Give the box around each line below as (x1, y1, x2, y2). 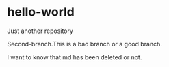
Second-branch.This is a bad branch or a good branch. (7, 40, 163, 48)
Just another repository (7, 27, 74, 35)
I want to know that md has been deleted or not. (7, 53, 142, 62)
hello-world (7, 4, 75, 20)
